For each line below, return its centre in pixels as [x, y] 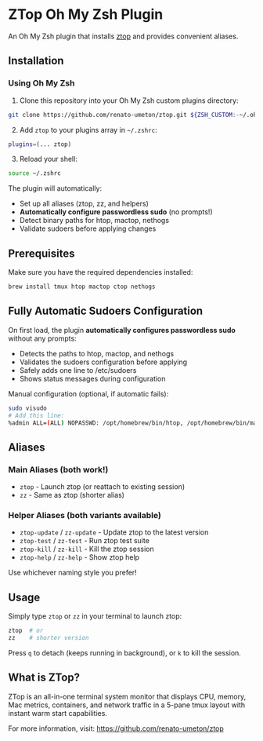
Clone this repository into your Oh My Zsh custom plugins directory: [129, 100]
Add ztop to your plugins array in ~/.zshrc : [88, 130]
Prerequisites [41, 253]
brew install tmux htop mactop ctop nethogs [82, 287]
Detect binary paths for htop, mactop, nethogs [94, 221]
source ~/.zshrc [34, 173]
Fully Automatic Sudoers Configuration [106, 311]
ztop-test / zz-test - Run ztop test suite [85, 541]
